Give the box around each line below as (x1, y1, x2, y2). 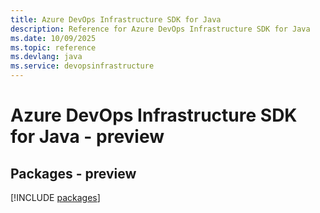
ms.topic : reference (10, 42, 97, 53)
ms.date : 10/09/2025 (10, 33, 97, 43)
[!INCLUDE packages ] (10, 192, 101, 203)
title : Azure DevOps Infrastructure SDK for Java (10, 14, 222, 25)
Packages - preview (10, 165, 137, 182)
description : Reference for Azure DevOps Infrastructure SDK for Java (10, 24, 311, 34)
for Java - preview (10, 126, 165, 148)
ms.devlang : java (10, 52, 83, 62)
